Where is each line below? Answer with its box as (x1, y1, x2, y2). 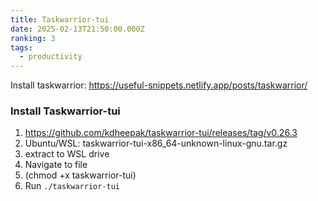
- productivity (19, 52, 83, 62)
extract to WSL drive (24, 148, 110, 160)
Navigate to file (24, 159, 88, 171)
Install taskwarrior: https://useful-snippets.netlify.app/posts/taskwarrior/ (10, 79, 308, 91)
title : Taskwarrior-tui (10, 14, 110, 25)
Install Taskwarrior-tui (10, 104, 121, 118)
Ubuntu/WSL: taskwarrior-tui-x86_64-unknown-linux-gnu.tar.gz (24, 137, 288, 150)
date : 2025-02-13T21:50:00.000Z (10, 24, 145, 34)
